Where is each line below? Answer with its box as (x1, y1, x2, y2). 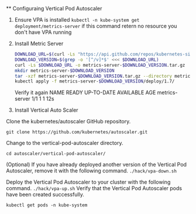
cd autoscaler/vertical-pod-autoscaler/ (6, 151, 106, 157)
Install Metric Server (14, 40, 64, 47)
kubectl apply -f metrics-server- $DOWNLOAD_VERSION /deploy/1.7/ (14, 78, 175, 84)
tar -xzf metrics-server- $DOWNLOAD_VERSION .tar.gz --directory (14, 73, 173, 79)
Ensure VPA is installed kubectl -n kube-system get (14, 16, 140, 23)
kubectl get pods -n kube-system (6, 202, 88, 208)
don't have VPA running (14, 29, 72, 36)
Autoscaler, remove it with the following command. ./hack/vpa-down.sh (6, 167, 177, 174)
